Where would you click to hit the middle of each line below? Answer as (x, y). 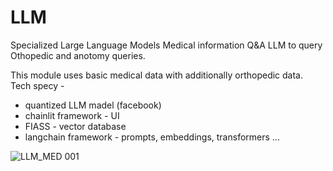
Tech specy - (37, 85)
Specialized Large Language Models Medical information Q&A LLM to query (166, 45)
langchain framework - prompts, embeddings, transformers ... (152, 137)
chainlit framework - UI (72, 115)
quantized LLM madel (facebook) (93, 105)
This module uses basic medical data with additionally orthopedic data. (157, 75)
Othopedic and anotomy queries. (78, 55)
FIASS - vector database (75, 126)
